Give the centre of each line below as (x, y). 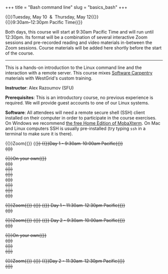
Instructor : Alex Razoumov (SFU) (39, 88)
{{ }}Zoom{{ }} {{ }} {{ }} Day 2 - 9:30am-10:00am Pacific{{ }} (65, 220)
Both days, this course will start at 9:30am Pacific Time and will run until (79, 32)
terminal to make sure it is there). (39, 134)
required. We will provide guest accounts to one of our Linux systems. (77, 103)
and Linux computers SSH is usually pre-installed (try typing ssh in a (75, 128)
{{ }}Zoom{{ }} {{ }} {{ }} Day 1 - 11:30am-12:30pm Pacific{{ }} (65, 205)
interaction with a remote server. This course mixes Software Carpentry (79, 73)
